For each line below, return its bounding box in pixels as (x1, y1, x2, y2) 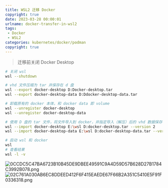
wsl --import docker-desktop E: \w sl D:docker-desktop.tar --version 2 (5, 124, 155, 129)
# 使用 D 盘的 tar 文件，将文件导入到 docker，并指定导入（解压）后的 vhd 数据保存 (5, 119, 162, 124)
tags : (5, 26, 16, 31)
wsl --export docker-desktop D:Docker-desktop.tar (5, 87, 113, 93)
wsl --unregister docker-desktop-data (5, 110, 86, 115)
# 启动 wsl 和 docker (5, 138, 48, 143)
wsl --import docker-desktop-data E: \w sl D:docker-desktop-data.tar (5, 129, 151, 134)
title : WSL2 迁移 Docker (5, 7, 55, 13)
